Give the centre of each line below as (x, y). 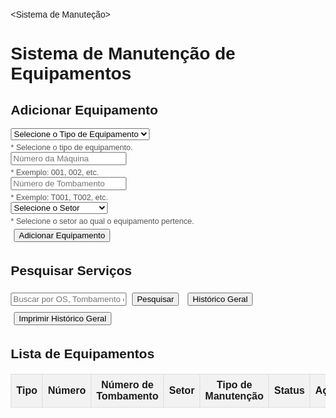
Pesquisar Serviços (71, 271)
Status (289, 391)
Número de (127, 385)
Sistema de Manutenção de (123, 53)
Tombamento (127, 396)
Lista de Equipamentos (82, 354)
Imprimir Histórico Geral (62, 318)
